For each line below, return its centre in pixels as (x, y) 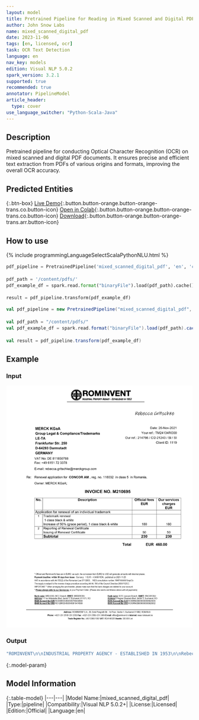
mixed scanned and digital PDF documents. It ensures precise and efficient (98, 158)
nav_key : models (26, 62)
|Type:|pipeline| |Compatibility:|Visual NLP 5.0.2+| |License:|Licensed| (92, 704)
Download (72, 216)
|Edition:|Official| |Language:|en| (46, 711)
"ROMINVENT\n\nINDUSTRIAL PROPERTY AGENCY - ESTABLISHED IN (82, 654)
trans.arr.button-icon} (33, 222)
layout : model (24, 12)
